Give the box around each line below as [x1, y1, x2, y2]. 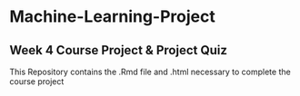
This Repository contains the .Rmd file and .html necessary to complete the [9, 66, 291, 77]
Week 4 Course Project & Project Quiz [9, 43, 228, 58]
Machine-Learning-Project [9, 6, 215, 27]
